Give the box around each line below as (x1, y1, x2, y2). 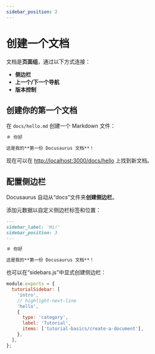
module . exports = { (6, 281, 55, 287)
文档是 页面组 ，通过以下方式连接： (6, 58, 91, 65)
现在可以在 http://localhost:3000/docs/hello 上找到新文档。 (6, 157, 153, 164)
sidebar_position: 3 (6, 230, 58, 236)
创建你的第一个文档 (6, 105, 77, 115)
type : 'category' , (22, 315, 68, 321)
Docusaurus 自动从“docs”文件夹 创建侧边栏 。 (6, 193, 118, 201)
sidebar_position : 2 (6, 8, 58, 15)
